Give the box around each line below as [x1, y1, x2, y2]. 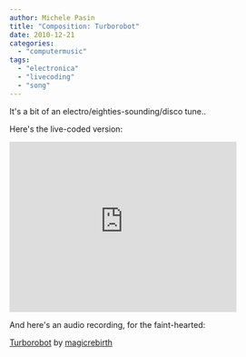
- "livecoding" [17, 73, 75, 82]
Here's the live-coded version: [9, 124, 123, 134]
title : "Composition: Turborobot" [9, 22, 141, 31]
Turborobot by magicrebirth [9, 337, 113, 348]
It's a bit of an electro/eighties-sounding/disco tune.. [9, 105, 207, 116]
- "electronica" [17, 64, 79, 74]
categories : [9, 38, 54, 48]
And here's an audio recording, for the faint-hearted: [9, 319, 206, 330]
